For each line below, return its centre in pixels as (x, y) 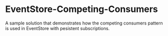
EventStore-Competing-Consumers (82, 9)
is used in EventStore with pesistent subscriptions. (57, 28)
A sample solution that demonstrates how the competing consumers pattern (84, 23)
